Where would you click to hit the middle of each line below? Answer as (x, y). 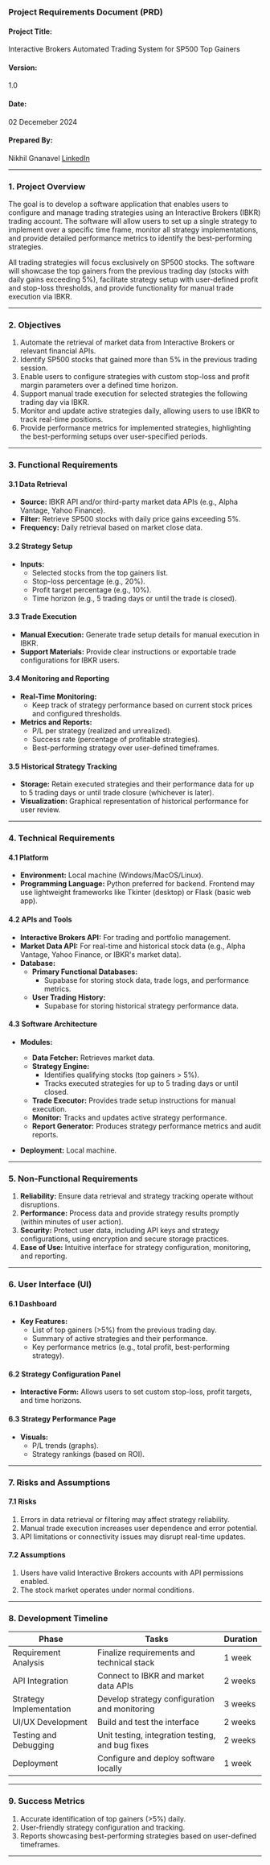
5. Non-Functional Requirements (73, 1178)
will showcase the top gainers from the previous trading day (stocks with (129, 271)
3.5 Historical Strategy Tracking (63, 766)
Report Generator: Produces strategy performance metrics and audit (146, 1126)
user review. (40, 810)
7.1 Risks (22, 1502)
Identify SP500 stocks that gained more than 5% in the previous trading (139, 360)
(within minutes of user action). (72, 1222)
